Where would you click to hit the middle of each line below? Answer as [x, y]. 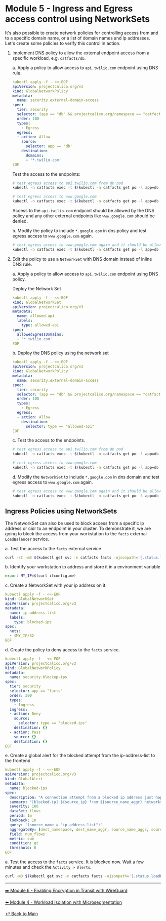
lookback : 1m [23, 820]
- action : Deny [25, 714]
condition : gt [24, 843]
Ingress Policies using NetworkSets [61, 511]
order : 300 [21, 695]
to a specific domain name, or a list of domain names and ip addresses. [78, 38]
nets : [15, 631]
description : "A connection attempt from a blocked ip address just [82, 797]
